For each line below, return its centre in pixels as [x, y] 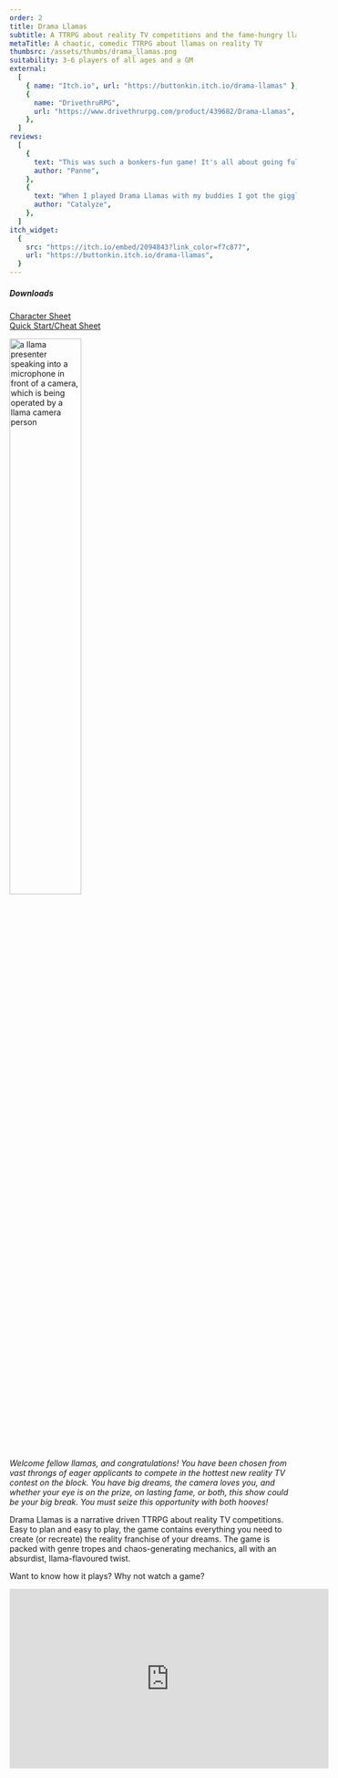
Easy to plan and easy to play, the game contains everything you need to [146, 1529]
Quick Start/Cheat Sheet [55, 326]
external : [28, 69]
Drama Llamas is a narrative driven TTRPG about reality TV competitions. [147, 1519]
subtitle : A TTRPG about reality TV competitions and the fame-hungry [146, 35]
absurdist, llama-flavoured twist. [70, 1558]
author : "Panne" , [67, 171]
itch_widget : [34, 230]
